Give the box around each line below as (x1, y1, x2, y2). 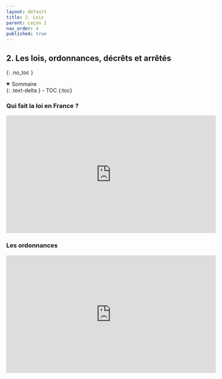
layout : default (6, 8, 47, 15)
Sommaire (11, 80, 37, 87)
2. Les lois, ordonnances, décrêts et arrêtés (6, 53, 172, 63)
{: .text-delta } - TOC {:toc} (6, 87, 73, 94)
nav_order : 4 (6, 25, 39, 32)
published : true (6, 31, 47, 37)
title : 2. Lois (6, 14, 44, 20)
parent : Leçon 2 (6, 20, 47, 26)
